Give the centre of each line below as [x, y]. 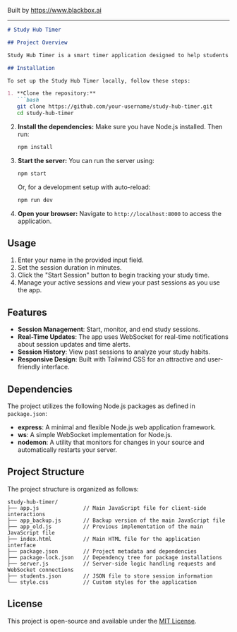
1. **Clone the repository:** [52, 94]
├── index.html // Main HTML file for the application [104, 539]
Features [27, 312]
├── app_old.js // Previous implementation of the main [105, 526]
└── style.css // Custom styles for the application [102, 582]
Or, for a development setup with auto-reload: [84, 187]
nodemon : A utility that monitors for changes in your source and [111, 442]
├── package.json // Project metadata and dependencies [102, 551]
